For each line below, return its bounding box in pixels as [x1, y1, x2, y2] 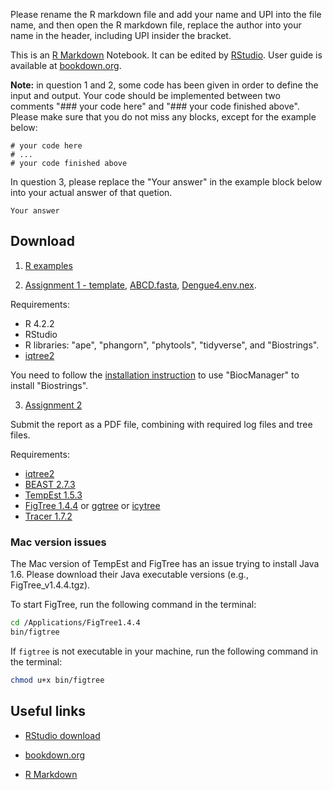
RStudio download [24, 729, 101, 741]
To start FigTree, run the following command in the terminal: [10, 599, 257, 611]
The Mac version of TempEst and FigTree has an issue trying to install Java [10, 558, 320, 570]
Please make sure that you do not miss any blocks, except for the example [10, 111, 317, 123]
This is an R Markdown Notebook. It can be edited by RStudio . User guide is [10, 49, 323, 61]
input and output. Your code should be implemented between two [10, 90, 281, 101]
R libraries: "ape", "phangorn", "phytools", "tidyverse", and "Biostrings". [24, 339, 320, 351]
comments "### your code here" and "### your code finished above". [10, 100, 300, 112]
